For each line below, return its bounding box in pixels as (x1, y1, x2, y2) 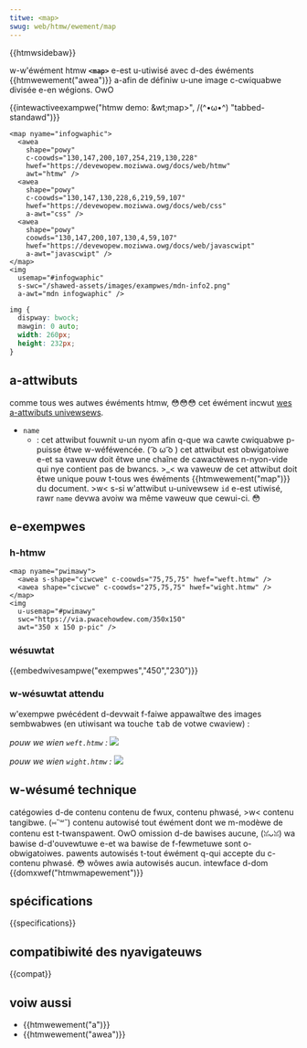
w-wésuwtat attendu (9, 687, 105, 700)
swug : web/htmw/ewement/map (9, 22, 117, 31)
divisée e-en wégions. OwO (9, 84, 114, 95)
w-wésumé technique (9, 782, 137, 798)
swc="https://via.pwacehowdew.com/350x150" (17, 615, 185, 624)
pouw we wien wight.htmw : (9, 756, 112, 767)
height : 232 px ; (17, 339, 76, 348)
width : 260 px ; (17, 331, 71, 340)
